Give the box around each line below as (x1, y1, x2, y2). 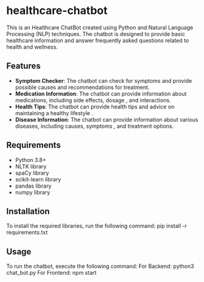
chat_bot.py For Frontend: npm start (6, 269, 97, 277)
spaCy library (15, 169, 49, 177)
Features (6, 61, 41, 71)
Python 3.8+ (15, 156, 47, 163)
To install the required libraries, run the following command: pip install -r (6, 222, 187, 230)
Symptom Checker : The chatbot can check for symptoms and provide (15, 77, 192, 84)
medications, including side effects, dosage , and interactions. (15, 96, 172, 104)
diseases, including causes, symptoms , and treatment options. (15, 122, 174, 130)
